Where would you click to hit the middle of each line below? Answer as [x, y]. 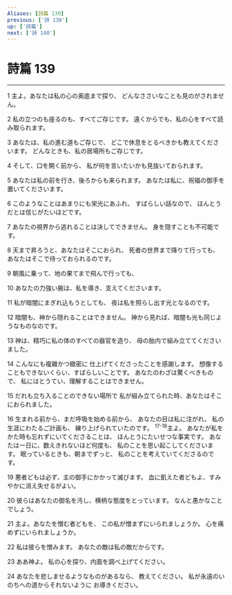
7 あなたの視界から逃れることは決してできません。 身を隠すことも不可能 [110, 227]
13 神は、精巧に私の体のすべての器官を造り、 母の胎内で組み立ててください [114, 341]
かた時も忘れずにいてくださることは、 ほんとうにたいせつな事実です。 [107, 436]
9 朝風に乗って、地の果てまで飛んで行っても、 [72, 274]
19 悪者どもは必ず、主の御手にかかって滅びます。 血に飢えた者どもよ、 [108, 477]
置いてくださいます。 [37, 189]
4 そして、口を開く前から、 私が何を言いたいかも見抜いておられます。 [107, 165]
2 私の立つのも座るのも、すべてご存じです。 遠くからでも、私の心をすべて [112, 119]
